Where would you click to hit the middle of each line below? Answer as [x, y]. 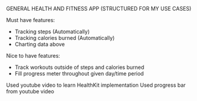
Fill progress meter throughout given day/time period [79, 73]
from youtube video [30, 91]
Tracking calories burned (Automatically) [65, 38]
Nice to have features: [33, 56]
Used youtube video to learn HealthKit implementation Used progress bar [96, 85]
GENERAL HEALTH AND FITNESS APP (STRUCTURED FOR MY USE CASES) [99, 9]
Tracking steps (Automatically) [52, 31]
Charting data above [40, 44]
